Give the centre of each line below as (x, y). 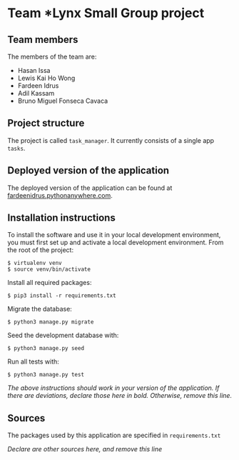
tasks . (16, 148)
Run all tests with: (33, 361)
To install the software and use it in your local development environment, (114, 235)
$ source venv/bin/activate (49, 269)
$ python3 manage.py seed (46, 349)
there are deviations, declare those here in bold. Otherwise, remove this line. (120, 396)
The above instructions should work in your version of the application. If (113, 388)
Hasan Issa (34, 70)
